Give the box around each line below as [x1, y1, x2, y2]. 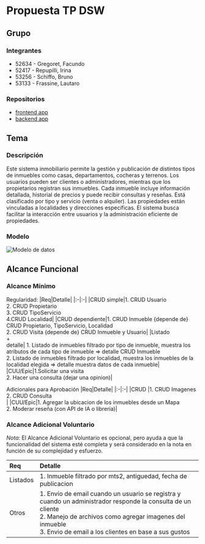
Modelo [6, 232, 29, 241]
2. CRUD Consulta [6, 392, 52, 399]
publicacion [39, 480, 73, 488]
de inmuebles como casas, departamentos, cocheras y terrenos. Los [6, 172, 179, 179]
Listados [9, 476, 34, 484]
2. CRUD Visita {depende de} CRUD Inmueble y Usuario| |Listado [6, 328, 170, 336]
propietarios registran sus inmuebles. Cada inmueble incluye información [6, 184, 190, 192]
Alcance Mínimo [6, 282, 56, 291]
